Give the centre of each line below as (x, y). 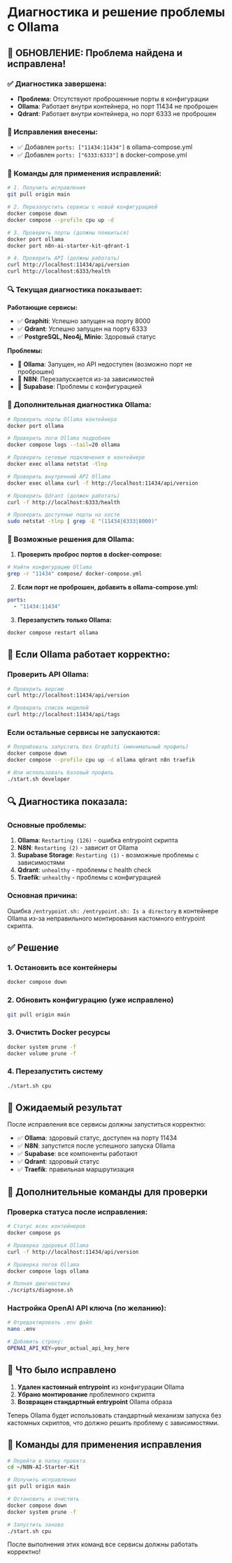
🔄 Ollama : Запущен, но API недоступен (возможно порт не (104, 364)
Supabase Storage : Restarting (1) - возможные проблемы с (108, 855)
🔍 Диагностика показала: (67, 802)
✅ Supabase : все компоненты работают (78, 1154)
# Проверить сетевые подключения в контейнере (76, 458)
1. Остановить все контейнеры (62, 968)
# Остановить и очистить (43, 1499)
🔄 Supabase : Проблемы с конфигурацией (79, 387)
